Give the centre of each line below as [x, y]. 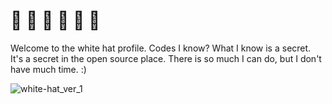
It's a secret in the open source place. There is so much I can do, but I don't [166, 58]
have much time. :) [48, 69]
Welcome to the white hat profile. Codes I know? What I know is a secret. [161, 48]
